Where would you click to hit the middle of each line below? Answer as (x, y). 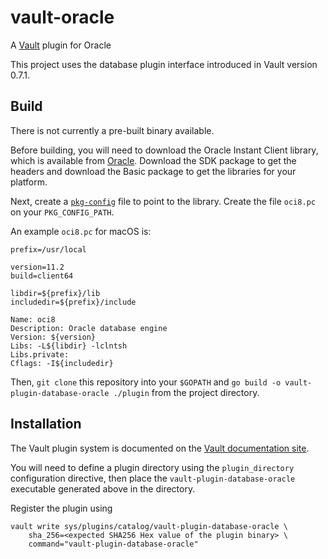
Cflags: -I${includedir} (62, 363)
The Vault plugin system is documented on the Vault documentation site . (160, 448)
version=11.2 (37, 267)
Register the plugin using (61, 508)
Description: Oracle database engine (89, 328)
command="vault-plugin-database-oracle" (113, 544)
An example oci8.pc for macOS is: (81, 231)
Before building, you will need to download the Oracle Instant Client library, (164, 150)
